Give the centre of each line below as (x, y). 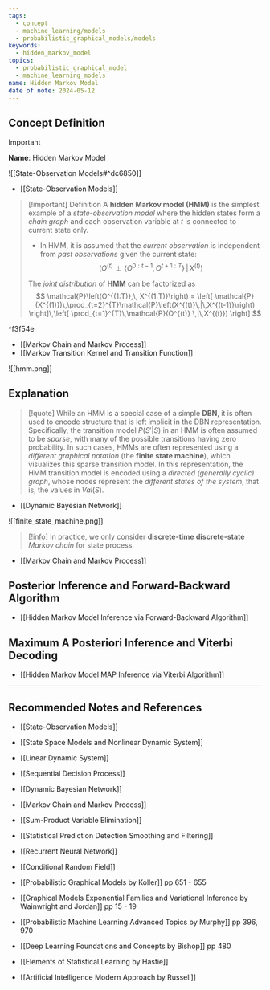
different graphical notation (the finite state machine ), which (129, 455)
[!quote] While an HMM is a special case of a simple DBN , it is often (140, 413)
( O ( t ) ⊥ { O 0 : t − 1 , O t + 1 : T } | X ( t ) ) (151, 267)
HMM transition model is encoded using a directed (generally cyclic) (141, 473)
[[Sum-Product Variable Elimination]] (81, 821)
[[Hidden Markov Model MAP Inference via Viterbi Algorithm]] (122, 674)
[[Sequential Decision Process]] (73, 774)
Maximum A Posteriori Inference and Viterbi (121, 643)
